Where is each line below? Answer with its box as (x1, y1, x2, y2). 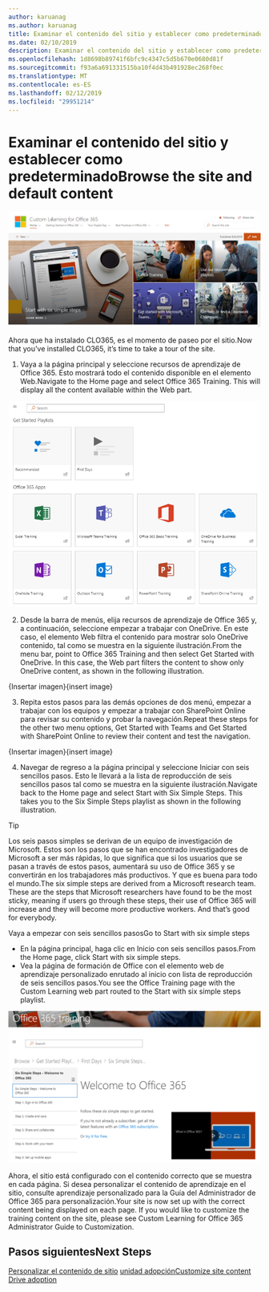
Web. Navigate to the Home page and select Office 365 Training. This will (19, 376, 261, 386)
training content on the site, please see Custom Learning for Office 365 (8, 1213, 243, 1223)
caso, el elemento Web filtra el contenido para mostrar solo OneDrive (19, 632, 249, 642)
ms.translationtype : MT (8, 72, 88, 80)
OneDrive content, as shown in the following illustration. (19, 666, 204, 676)
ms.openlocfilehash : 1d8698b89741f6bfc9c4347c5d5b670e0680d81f (8, 55, 224, 63)
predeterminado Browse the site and (8, 167, 253, 185)
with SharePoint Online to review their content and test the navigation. (19, 731, 251, 741)
